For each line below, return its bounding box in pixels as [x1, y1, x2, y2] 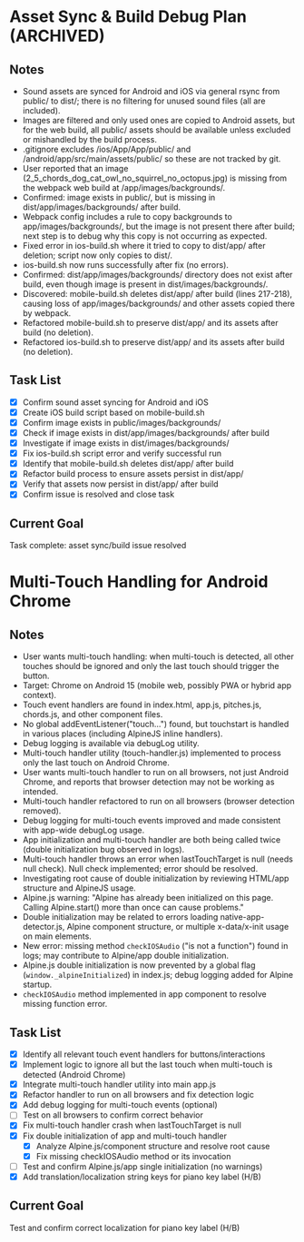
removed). [22, 805, 62, 816]
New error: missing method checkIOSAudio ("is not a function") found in [22, 941, 289, 951]
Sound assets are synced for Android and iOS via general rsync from [22, 86, 280, 96]
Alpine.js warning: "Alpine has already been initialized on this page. [22, 892, 274, 903]
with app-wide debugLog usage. [22, 824, 145, 836]
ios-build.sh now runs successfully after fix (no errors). [22, 260, 230, 270]
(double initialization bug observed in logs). [22, 844, 185, 855]
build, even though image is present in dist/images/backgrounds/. [22, 279, 269, 290]
